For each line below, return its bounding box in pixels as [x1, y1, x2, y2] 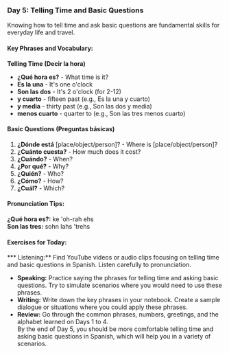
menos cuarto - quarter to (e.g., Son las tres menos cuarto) [16, 109, 186, 117]
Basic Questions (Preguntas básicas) [7, 125, 115, 133]
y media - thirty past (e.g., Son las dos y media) [16, 102, 152, 110]
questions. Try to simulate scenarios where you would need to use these [16, 281, 223, 290]
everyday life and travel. [7, 28, 75, 36]
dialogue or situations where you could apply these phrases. [16, 303, 188, 311]
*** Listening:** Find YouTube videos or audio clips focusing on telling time [7, 253, 219, 262]
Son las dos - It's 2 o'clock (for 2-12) [16, 87, 122, 95]
